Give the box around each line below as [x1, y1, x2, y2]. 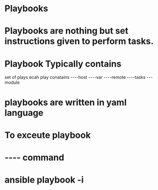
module [4, 79, 20, 86]
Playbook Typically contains [4, 58, 121, 69]
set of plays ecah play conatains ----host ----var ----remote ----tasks [4, 74, 146, 80]
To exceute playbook [4, 129, 91, 141]
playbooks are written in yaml [4, 96, 127, 108]
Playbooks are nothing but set [4, 25, 129, 37]
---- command [4, 152, 64, 163]
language [4, 107, 44, 118]
